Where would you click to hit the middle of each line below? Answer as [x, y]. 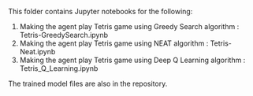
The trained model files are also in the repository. [88, 83]
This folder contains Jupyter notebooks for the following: [100, 11]
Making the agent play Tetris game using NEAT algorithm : [114, 43]
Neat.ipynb [37, 52]
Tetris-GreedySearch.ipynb [64, 35]
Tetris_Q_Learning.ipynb [59, 68]
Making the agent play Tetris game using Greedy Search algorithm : [129, 26]
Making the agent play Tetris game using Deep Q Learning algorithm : [132, 60]
